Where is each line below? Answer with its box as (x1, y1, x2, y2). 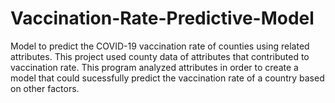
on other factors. (10, 82, 80, 94)
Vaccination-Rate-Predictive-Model (10, 7, 315, 30)
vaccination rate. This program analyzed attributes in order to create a (10, 61, 299, 73)
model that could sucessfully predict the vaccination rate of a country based (10, 72, 325, 84)
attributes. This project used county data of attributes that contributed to (10, 50, 310, 62)
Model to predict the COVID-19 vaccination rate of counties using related (10, 40, 310, 52)
